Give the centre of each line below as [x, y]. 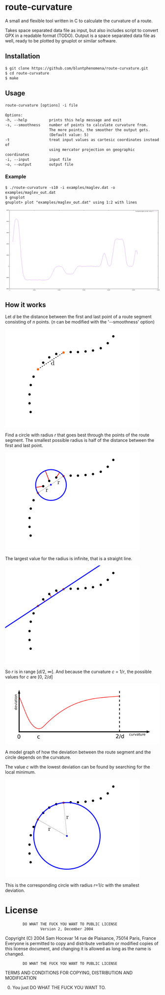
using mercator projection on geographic [92, 149]
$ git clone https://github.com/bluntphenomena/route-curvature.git [77, 68]
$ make [12, 78]
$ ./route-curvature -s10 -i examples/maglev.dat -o [60, 187]
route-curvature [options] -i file [41, 105]
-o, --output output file [39, 164]
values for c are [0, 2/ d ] [29, 677]
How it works [26, 305]
